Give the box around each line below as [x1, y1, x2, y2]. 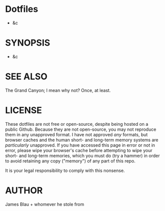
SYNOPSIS [5, 37, 51, 49]
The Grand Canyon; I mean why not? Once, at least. [5, 87, 111, 93]
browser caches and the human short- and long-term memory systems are [5, 137, 159, 143]
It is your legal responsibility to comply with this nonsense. [5, 167, 125, 173]
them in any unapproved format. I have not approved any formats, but [5, 131, 148, 137]
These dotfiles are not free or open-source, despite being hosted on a [5, 121, 149, 127]
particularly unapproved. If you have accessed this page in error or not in [5, 142, 156, 148]
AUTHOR [5, 185, 43, 196]
